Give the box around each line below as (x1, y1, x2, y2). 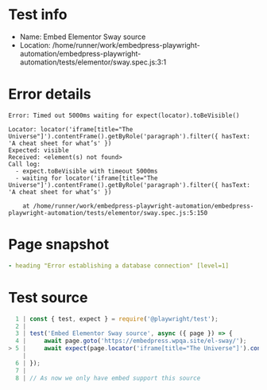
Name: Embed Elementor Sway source (19, 32, 146, 41)
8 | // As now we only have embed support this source (15, 374, 201, 382)
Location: (19, 40, 51, 49)
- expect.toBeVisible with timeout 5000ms (15, 167, 158, 175)
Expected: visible (8, 146, 69, 154)
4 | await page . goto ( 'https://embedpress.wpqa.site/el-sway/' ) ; (15, 337, 247, 345)
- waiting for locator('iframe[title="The (15, 174, 158, 182)
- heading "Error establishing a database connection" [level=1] (8, 261, 229, 270)
